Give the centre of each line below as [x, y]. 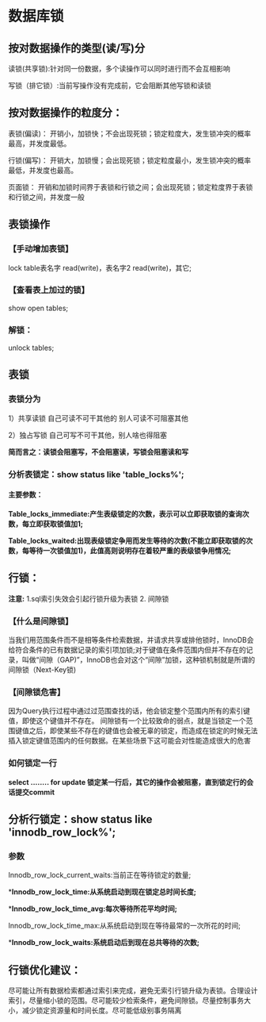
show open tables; [38, 308]
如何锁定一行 [33, 763]
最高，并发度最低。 [40, 143]
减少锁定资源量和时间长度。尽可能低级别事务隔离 [102, 1010]
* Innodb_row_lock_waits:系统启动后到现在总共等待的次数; [104, 943]
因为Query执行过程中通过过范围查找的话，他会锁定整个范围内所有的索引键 [129, 711]
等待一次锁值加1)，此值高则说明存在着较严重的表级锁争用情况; [130, 550]
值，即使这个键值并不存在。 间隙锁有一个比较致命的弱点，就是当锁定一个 [127, 721]
